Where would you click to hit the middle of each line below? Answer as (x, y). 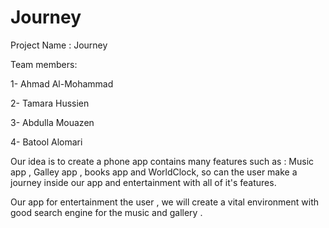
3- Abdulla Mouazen (52, 122)
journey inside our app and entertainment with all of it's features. (143, 182)
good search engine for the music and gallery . (106, 212)
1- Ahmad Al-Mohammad (62, 83)
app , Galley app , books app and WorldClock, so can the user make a (154, 172)
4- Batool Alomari (46, 142)
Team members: (44, 64)
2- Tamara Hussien (50, 103)
